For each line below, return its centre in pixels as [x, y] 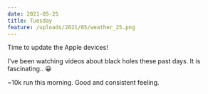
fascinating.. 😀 [30, 69]
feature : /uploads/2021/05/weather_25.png [71, 27]
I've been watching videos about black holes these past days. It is [104, 61]
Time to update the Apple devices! [58, 48]
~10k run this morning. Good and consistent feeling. [83, 83]
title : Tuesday [30, 21]
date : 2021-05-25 [33, 14]
